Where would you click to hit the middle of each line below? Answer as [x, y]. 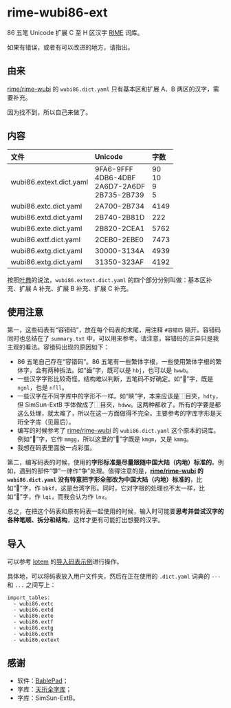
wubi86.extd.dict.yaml [46, 217]
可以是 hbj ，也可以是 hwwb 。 [153, 370]
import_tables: [29, 598]
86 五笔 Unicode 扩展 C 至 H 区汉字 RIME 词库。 [75, 32]
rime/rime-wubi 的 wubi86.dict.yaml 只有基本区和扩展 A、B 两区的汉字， [110, 89]
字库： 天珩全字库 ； [44, 689]
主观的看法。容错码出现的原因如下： [58, 347]
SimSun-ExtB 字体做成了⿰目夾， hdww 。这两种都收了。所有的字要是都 [123, 405]
